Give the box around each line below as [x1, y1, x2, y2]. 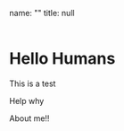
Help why [9, 95, 45, 106]
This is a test [9, 78, 56, 89]
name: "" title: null [9, 8, 75, 18]
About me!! [9, 112, 50, 124]
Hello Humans [9, 48, 116, 68]
